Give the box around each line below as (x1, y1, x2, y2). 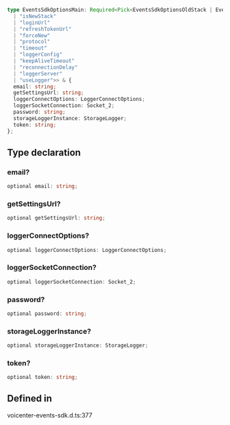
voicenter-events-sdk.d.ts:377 (7, 411, 92, 419)
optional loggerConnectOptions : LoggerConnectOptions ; (7, 246, 167, 253)
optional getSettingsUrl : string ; (7, 215, 106, 222)
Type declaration (7, 146, 81, 158)
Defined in (7, 393, 53, 404)
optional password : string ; (7, 310, 88, 317)
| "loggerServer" (13, 70, 63, 77)
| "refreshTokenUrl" (13, 25, 72, 32)
